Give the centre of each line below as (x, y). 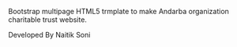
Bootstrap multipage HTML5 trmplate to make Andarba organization (118, 11)
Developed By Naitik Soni (49, 35)
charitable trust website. (47, 20)
